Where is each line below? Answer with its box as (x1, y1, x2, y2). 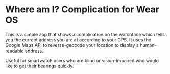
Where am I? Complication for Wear (5, 4, 160, 15)
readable (5, 47, 24, 54)
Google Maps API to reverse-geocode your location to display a (5, 42, 139, 48)
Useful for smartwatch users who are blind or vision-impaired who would (5, 57, 159, 63)
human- (140, 42, 157, 48)
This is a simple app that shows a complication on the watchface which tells (5, 31, 165, 37)
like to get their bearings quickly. (5, 63, 74, 69)
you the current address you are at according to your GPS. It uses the (5, 37, 152, 43)
